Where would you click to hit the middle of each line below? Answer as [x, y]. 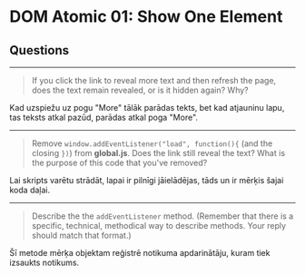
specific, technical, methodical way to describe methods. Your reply [159, 226]
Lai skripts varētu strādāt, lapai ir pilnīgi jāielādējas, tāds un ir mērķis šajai [147, 180]
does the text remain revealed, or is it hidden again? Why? [140, 90]
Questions [39, 50]
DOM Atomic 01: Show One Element [146, 17]
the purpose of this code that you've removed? [119, 162]
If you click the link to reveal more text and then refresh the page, [154, 80]
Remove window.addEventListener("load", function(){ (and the [152, 143]
